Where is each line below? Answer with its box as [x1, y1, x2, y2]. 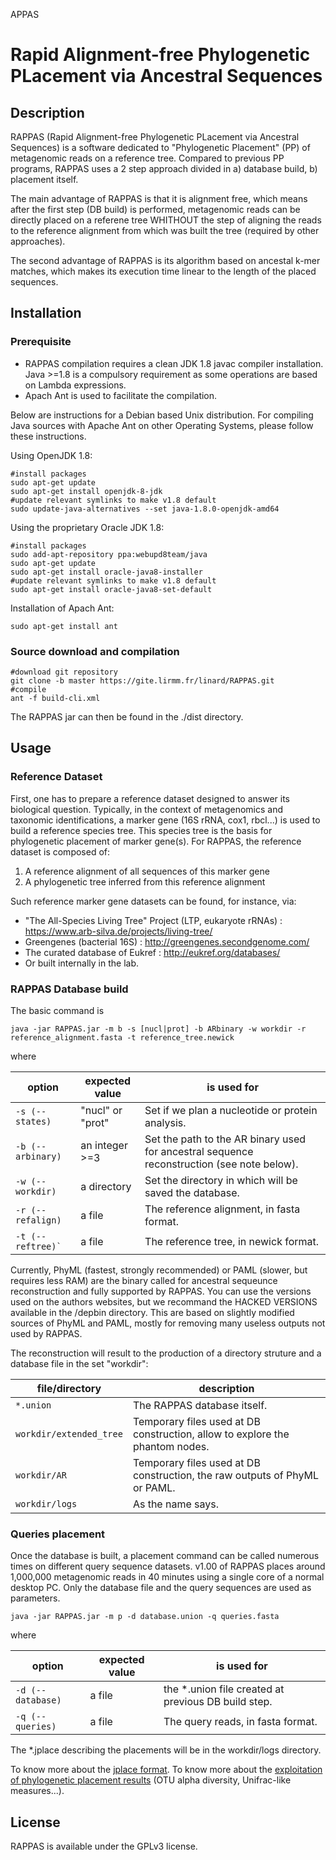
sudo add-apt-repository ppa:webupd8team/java [10, 549, 208, 559]
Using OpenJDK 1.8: [10, 449, 93, 461]
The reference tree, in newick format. [144, 1234, 320, 1248]
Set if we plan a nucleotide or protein [144, 1103, 318, 1117]
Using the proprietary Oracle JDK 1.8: [10, 521, 165, 533]
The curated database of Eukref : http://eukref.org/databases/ [24, 946, 281, 958]
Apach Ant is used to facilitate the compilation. [24, 389, 218, 401]
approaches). [10, 235, 66, 247]
